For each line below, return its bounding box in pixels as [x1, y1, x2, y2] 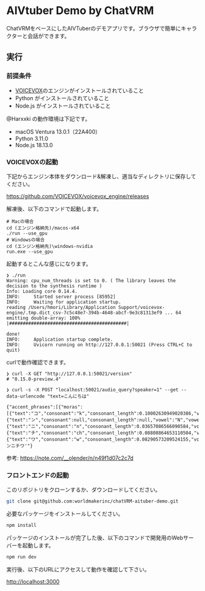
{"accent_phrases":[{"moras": [6, 404, 84, 410]
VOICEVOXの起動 [6, 158, 59, 166]
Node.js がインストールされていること [15, 102, 111, 109]
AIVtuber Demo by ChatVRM [6, 4, 154, 18]
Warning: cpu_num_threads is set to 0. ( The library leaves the [6, 277, 176, 284]
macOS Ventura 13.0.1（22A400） [15, 128, 101, 135]
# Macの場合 [6, 218, 34, 225]
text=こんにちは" [49, 393, 90, 399]
